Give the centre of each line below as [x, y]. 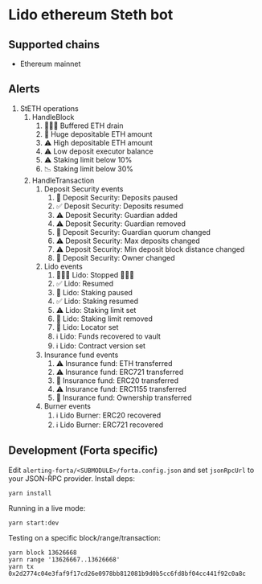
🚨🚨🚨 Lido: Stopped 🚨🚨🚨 [95, 274]
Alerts [24, 89]
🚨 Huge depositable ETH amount [98, 134]
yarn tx [21, 566]
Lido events [63, 266]
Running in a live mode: [47, 508]
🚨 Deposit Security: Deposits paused [117, 197]
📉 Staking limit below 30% [89, 169]
